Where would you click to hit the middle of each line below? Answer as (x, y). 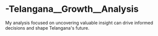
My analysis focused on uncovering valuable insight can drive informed (79, 23)
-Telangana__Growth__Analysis (72, 9)
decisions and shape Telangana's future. (47, 28)
